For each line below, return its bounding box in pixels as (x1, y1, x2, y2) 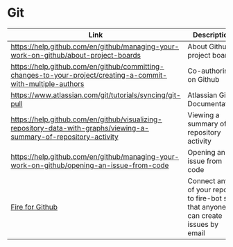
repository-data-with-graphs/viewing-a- (10, 123, 149, 133)
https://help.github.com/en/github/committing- (10, 61, 164, 71)
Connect (187, 176, 216, 185)
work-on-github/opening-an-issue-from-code (10, 160, 169, 170)
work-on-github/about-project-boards (10, 50, 141, 60)
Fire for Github (10, 202, 58, 212)
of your (187, 185, 212, 194)
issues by (187, 219, 218, 229)
